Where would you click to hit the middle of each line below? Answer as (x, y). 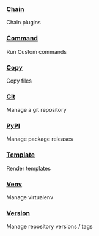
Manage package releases (40, 139)
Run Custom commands (37, 51)
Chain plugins (24, 23)
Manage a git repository (36, 110)
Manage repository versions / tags (50, 227)
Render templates (28, 168)
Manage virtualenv (30, 197)
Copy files (19, 81)
